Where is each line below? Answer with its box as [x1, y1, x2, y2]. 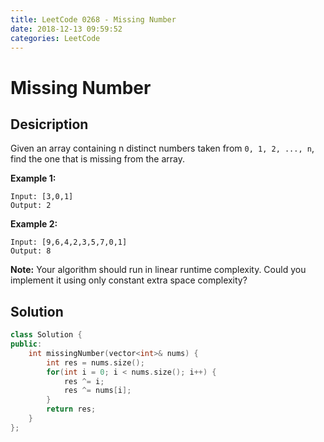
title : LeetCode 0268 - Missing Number [10, 14, 177, 25]
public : [10, 339, 43, 350]
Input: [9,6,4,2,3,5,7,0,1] [10, 237, 128, 248]
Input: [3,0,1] [10, 192, 74, 202]
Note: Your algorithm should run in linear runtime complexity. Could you [10, 264, 307, 276]
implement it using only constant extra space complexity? [10, 274, 248, 286]
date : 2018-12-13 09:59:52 [10, 24, 123, 34]
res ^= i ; [63, 376, 105, 386]
